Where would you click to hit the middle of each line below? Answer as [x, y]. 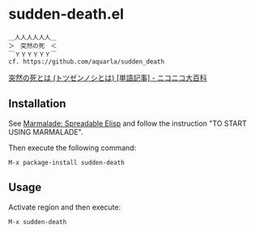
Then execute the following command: [72, 148]
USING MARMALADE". [46, 132]
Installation [37, 104]
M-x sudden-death [38, 222]
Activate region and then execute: [65, 207]
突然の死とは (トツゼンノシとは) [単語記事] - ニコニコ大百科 [108, 77]
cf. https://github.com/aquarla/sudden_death [86, 62]
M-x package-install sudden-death [67, 162]
